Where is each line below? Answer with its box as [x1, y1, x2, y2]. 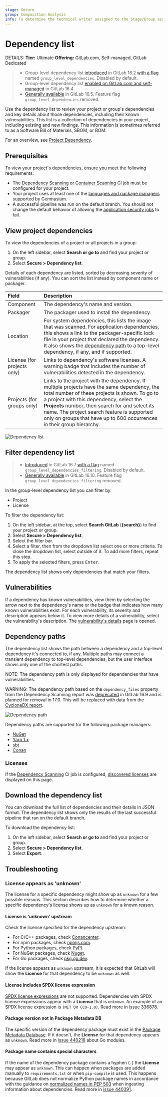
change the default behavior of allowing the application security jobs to [12, 206, 159, 213]
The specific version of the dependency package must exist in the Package [5, 1026, 161, 1032]
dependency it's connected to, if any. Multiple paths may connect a [5, 651, 144, 657]
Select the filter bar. [12, 537, 53, 543]
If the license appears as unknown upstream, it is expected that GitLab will [5, 965, 155, 971]
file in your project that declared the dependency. [43, 336, 160, 343]
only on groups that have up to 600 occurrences [43, 414, 157, 421]
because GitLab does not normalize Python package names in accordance [5, 1075, 159, 1081]
